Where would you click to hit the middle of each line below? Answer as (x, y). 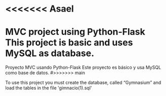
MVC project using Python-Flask (75, 32)
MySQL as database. (50, 53)
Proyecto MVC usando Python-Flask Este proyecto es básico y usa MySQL (83, 67)
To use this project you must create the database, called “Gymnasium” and (83, 83)
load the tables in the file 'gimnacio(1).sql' (49, 88)
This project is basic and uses (69, 43)
